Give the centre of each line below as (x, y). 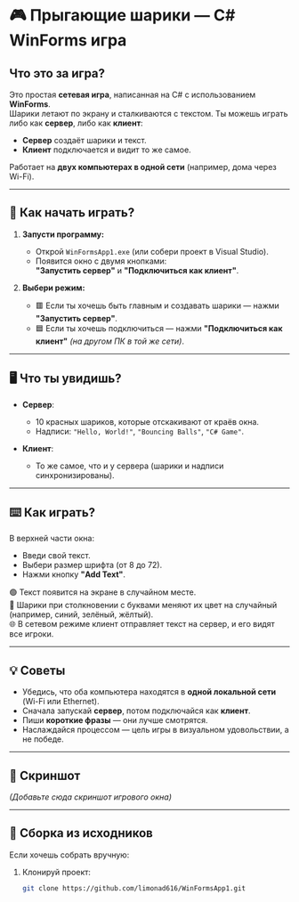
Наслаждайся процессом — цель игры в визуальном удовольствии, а (155, 730)
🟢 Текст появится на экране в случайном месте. (103, 592)
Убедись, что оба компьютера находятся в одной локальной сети (149, 692)
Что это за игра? (57, 73)
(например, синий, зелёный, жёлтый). (81, 614)
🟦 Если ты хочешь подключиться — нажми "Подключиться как (159, 328)
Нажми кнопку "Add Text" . (74, 574)
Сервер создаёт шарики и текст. (84, 140)
